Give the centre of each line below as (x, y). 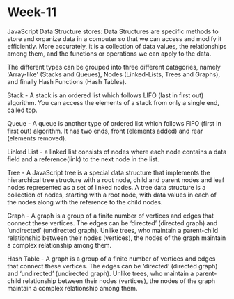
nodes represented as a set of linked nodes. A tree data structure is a (107, 187)
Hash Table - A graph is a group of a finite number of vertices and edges (111, 259)
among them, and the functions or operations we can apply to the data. (109, 54)
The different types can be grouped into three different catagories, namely (114, 67)
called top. (22, 110)
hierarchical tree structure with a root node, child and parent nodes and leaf (116, 180)
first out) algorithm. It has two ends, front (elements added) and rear (105, 131)
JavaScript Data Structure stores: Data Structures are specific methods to (113, 31)
